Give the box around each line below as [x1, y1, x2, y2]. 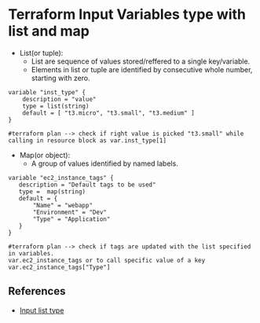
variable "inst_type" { [8, 88, 86, 96]
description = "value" [22, 95, 97, 103]
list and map [8, 22, 90, 40]
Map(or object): [19, 150, 71, 160]
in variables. [8, 249, 55, 257]
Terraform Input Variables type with [8, 6, 246, 24]
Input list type [19, 305, 64, 315]
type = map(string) [18, 187, 86, 196]
